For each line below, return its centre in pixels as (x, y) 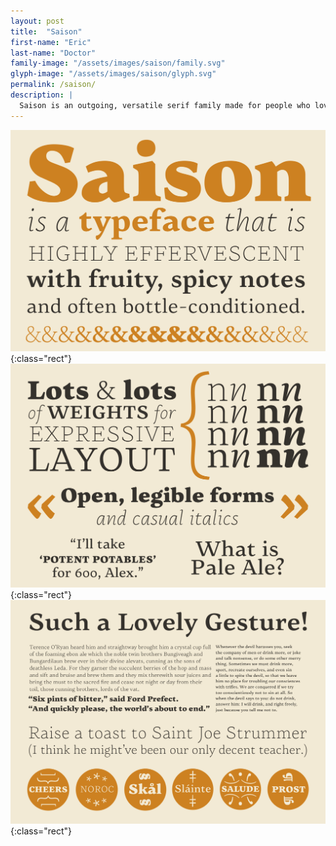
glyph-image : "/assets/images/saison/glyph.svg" (113, 74)
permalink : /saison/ (53, 85)
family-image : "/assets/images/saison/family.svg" (118, 63)
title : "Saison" (46, 31)
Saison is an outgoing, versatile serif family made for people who (165, 105)
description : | (42, 95)
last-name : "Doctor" (53, 53)
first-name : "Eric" (51, 42)
